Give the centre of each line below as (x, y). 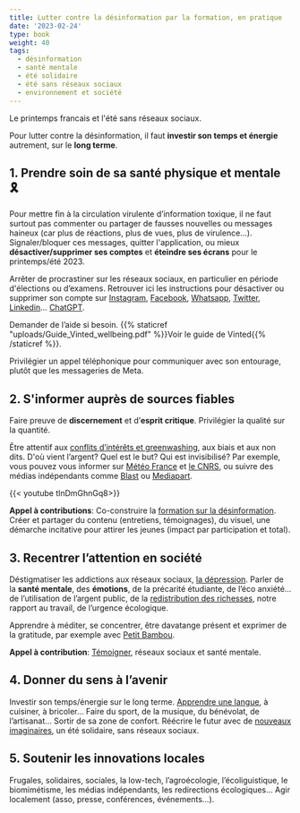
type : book (30, 34)
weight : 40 (30, 43)
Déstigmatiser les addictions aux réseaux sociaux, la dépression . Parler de (146, 579)
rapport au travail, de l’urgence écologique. (89, 608)
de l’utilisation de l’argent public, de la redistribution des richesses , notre (143, 598)
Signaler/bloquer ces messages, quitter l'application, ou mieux (124, 243)
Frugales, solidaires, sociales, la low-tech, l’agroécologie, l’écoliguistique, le (149, 780)
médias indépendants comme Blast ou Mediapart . (101, 476)
